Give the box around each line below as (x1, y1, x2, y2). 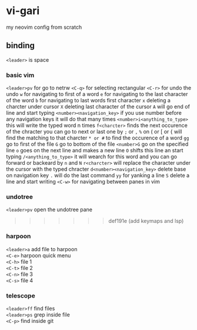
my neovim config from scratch (6, 24, 82, 31)
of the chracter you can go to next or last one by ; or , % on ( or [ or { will (6, 128, 182, 135)
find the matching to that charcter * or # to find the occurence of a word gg (6, 134, 189, 142)
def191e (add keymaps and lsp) (108, 218, 184, 225)
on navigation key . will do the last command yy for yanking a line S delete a (6, 172, 190, 179)
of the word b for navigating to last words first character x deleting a (6, 97, 171, 104)
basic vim (6, 71, 35, 79)
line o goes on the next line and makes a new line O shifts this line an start (6, 147, 183, 154)
